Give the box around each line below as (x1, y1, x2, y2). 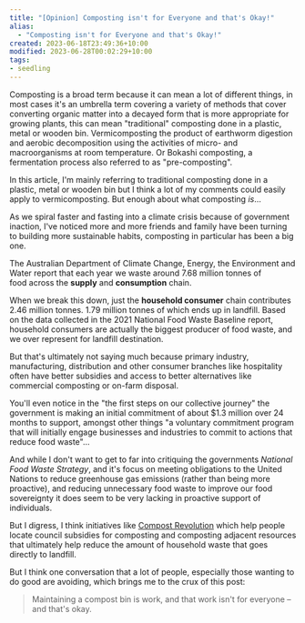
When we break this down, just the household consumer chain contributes (9, 295, 291, 306)
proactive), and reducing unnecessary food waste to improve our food (9, 483, 273, 494)
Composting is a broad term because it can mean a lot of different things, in (9, 88, 293, 100)
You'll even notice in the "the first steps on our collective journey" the (9, 397, 270, 408)
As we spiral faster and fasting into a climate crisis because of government (9, 211, 290, 222)
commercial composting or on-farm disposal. (9, 379, 179, 391)
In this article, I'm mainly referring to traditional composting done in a (9, 174, 269, 185)
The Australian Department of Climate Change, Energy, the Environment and (9, 257, 296, 268)
